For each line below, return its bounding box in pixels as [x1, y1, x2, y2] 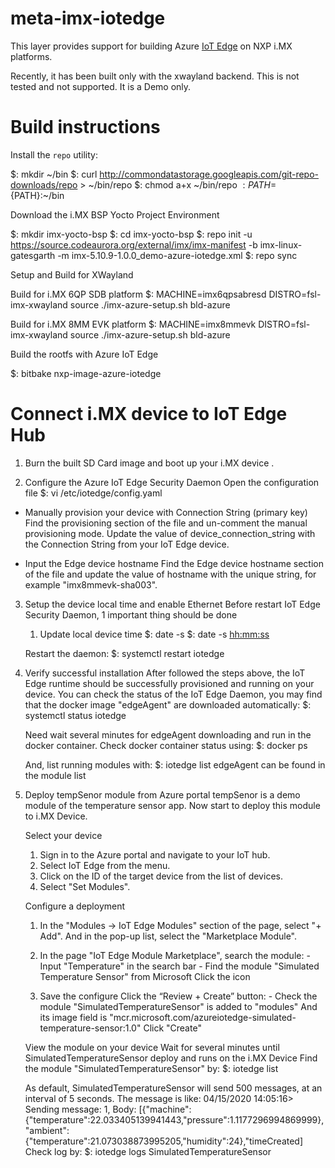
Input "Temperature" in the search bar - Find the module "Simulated [39, 960, 320, 972]
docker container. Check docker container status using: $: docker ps [24, 739, 308, 751]
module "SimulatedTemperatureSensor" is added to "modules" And [39, 1000, 318, 1012]
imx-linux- [259, 238, 303, 251]
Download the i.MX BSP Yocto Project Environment [10, 208, 220, 221]
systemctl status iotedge [24, 709, 127, 721]
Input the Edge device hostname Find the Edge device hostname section [24, 557, 324, 569]
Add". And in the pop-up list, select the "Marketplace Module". [39, 930, 298, 942]
